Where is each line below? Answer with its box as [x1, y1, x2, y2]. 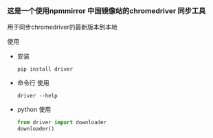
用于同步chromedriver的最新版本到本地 [7, 23, 118, 32]
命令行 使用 [16, 79, 49, 87]
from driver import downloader [16, 119, 107, 126]
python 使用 [16, 105, 52, 114]
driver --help [16, 93, 58, 100]
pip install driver [16, 66, 74, 73]
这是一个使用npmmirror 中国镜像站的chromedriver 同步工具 [7, 5, 206, 15]
